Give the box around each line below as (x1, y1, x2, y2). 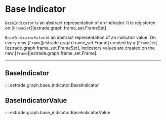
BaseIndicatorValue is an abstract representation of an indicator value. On (5, 34, 156, 40)
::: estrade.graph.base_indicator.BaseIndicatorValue (5, 109, 110, 115)
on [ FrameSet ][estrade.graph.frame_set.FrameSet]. (5, 25, 108, 30)
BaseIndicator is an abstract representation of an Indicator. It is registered (5, 20, 156, 26)
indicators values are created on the (81, 45, 155, 51)
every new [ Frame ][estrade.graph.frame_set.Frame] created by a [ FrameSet (5, 39, 157, 45)
